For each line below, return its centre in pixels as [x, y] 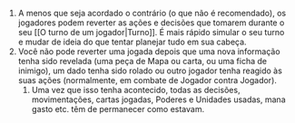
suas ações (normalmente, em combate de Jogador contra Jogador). [147, 80]
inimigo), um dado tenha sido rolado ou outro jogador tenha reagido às [150, 71]
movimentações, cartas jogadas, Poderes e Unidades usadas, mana [158, 99]
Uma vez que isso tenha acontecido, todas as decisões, [136, 90]
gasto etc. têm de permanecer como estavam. [118, 109]
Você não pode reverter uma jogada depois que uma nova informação [149, 52]
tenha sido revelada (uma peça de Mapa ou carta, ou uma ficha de [143, 61]
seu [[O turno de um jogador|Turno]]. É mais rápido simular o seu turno [151, 32]
